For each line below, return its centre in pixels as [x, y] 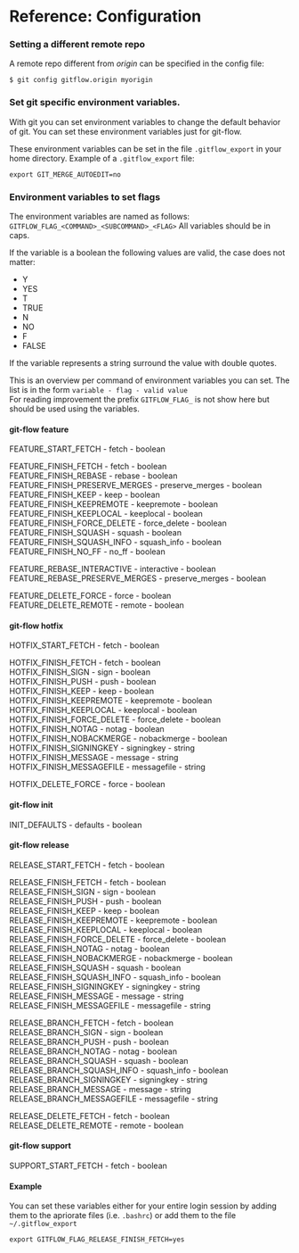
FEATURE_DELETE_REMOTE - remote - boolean [97, 605]
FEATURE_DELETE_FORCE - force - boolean [90, 596]
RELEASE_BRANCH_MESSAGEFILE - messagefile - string [114, 1099]
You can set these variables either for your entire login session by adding [143, 1206]
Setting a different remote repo [77, 45]
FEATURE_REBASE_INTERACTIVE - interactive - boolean [113, 569]
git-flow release [39, 845]
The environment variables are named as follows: [99, 217]
